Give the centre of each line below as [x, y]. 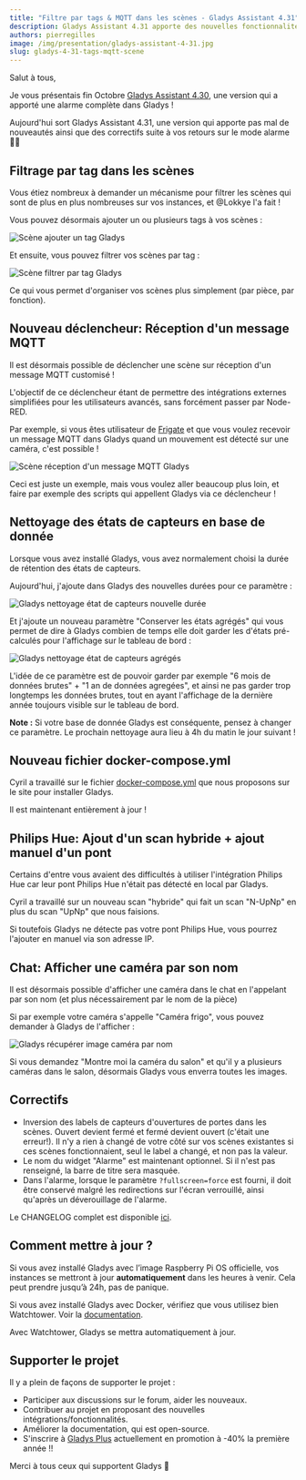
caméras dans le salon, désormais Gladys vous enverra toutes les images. [148, 1072]
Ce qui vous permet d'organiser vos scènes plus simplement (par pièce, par [152, 290]
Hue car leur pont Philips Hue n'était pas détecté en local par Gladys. [139, 884]
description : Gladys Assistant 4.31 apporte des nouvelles [124, 26]
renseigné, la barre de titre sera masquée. [101, 1170]
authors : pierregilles [52, 35]
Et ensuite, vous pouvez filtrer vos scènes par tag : [105, 255]
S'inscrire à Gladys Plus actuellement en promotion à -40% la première [156, 1439]
